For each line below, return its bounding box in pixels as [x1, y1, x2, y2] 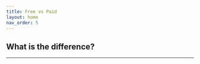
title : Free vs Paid [6, 8, 58, 15]
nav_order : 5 [6, 20, 39, 25]
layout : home [6, 14, 39, 20]
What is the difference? [6, 41, 95, 52]
